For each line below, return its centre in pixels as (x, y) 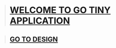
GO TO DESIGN (34, 39)
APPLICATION (40, 21)
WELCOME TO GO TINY (60, 10)
